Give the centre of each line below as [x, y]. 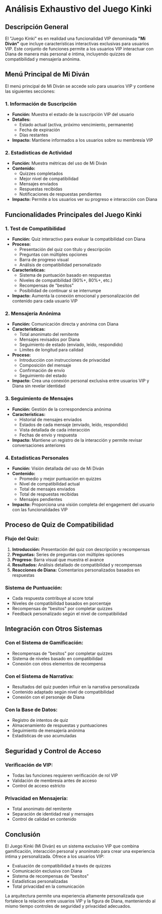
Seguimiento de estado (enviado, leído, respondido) [71, 345]
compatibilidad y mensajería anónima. [43, 59]
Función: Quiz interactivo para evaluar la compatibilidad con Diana [79, 239]
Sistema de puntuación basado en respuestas [65, 275]
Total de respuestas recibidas [49, 494]
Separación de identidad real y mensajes [53, 814]
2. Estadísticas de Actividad [39, 153]
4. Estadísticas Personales [37, 458]
